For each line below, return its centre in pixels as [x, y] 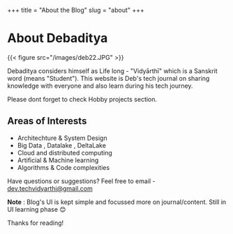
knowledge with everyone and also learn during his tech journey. [100, 86]
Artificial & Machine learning [58, 160]
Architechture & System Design [62, 138]
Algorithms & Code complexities [63, 167]
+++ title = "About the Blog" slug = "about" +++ [76, 10]
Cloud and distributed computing [65, 153]
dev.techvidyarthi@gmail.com [50, 188]
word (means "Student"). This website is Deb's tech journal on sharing [108, 78]
